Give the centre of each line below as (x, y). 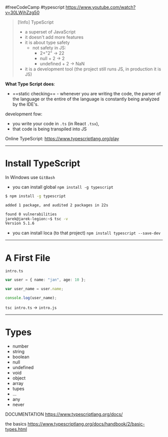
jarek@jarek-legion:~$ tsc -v (37, 219)
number (20, 346)
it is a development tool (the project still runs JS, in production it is (93, 69)
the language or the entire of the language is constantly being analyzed (86, 99)
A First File (28, 258)
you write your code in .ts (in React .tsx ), (56, 124)
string (18, 351)
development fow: (24, 114)
